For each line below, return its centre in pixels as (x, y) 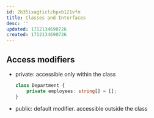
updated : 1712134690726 (37, 29)
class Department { (40, 85)
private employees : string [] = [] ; (72, 91)
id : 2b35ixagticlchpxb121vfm (43, 12)
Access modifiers (41, 60)
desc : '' (17, 23)
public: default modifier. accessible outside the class (81, 108)
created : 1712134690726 (37, 35)
